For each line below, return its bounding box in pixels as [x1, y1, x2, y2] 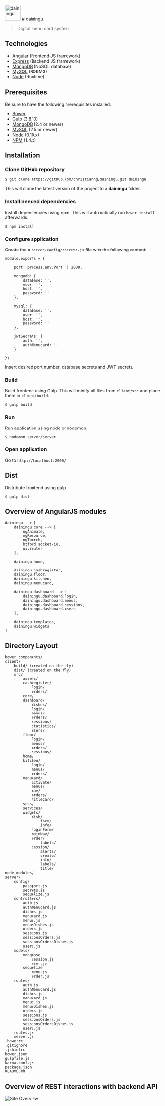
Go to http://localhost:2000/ [5, 457, 66, 463]
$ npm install [5, 224, 34, 229]
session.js [31, 957, 54, 962]
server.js [14, 1035, 34, 1039]
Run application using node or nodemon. [5, 425, 88, 431]
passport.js [23, 884, 48, 889]
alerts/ [40, 849, 56, 854]
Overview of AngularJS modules [5, 507, 107, 516]
